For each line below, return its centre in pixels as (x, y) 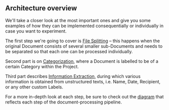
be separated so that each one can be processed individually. (69, 51)
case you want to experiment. (36, 31)
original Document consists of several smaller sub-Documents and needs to (84, 46)
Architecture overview (41, 8)
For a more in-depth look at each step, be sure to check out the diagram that (84, 96)
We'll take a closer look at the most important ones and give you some (78, 20)
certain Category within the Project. (42, 66)
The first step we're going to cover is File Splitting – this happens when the (82, 41)
